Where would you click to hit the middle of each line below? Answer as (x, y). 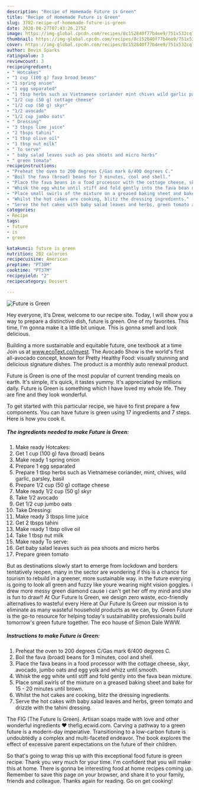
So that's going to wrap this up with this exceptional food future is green (94, 756)
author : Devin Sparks (33, 50)
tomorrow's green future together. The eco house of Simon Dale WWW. (94, 622)
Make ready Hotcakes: (43, 447)
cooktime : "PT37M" (29, 270)
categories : (21, 210)
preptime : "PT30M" (29, 265)
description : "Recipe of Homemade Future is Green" (71, 12)
